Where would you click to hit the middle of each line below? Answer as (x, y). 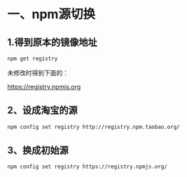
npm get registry (33, 59)
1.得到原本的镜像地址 (53, 42)
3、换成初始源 (38, 150)
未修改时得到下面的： (38, 72)
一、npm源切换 (51, 14)
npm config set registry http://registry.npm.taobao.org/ (93, 127)
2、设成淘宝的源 (43, 110)
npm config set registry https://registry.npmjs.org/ (88, 167)
